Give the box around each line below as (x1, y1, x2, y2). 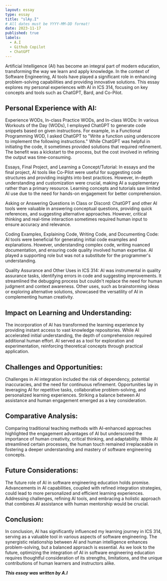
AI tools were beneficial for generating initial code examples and (5, 236, 137, 242)
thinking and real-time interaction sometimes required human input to (5, 216, 148, 222)
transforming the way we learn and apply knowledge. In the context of (5, 68, 150, 74)
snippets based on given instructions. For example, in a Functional (5, 128, 141, 134)
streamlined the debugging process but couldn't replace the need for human (5, 278, 163, 284)
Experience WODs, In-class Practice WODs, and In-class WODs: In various (5, 117, 159, 123)
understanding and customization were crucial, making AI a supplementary (5, 180, 160, 186)
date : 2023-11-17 (5, 26, 41, 31)
